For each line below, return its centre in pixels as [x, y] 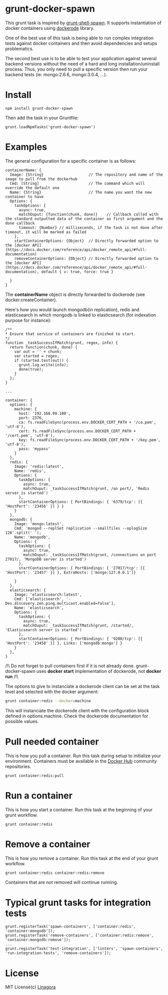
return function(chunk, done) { [44, 347]
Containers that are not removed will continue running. [62, 882]
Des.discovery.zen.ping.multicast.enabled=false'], [60, 603]
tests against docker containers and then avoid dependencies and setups [81, 43]
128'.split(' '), [23, 533]
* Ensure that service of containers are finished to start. [71, 334]
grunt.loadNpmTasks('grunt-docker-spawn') [50, 127]
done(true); [31, 369]
